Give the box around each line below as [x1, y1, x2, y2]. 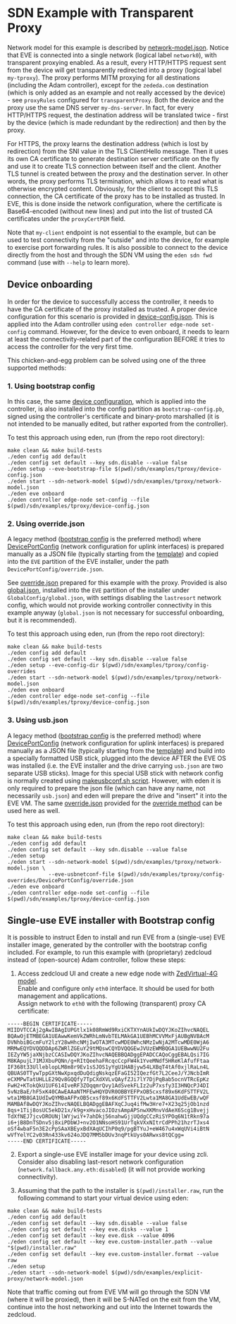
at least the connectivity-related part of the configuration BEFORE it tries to [7, 335, 225, 343]
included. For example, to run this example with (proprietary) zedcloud [7, 948, 212, 957]
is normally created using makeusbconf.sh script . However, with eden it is [7, 776, 221, 785]
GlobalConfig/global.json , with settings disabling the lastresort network [7, 594, 222, 602]
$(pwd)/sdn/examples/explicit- [111, 1269, 203, 1277]
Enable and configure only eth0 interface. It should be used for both [17, 985, 215, 993]
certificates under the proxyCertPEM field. [7, 214, 126, 223]
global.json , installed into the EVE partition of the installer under [7, 586, 190, 594]
